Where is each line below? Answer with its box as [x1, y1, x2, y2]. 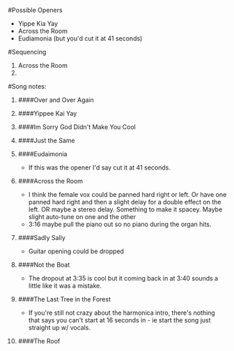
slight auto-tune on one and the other [28, 213, 136, 221]
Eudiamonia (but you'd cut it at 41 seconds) [17, 34, 143, 43]
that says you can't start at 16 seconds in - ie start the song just [28, 316, 211, 324]
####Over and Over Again [17, 96, 95, 104]
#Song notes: [8, 82, 47, 90]
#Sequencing [8, 48, 47, 56]
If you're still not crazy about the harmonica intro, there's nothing [28, 308, 215, 317]
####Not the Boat [17, 261, 70, 269]
